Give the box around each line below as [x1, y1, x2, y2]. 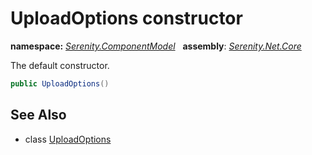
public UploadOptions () [10, 78, 110, 89]
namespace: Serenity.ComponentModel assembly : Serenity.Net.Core [10, 40, 302, 52]
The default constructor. [10, 59, 110, 71]
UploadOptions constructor [10, 7, 243, 30]
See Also [10, 107, 67, 124]
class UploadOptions [24, 133, 112, 145]
